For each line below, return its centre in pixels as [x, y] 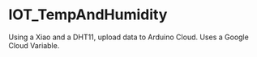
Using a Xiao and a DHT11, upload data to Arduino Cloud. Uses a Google [128, 37]
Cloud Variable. [34, 45]
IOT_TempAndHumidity [88, 15]
